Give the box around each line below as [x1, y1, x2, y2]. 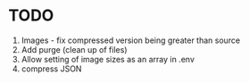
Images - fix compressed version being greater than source [21, 35, 241, 46]
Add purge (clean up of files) [21, 44, 128, 54]
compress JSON [21, 63, 82, 74]
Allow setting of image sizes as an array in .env [21, 54, 195, 64]
